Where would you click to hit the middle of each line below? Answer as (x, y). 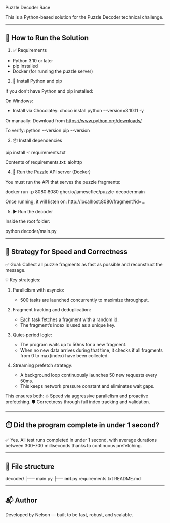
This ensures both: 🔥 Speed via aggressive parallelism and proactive (77, 396)
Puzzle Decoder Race (28, 7)
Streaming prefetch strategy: (42, 365)
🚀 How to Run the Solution (47, 38)
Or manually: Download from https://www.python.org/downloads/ (74, 120)
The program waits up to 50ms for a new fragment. (73, 344)
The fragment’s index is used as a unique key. (68, 325)
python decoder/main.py (31, 231)
